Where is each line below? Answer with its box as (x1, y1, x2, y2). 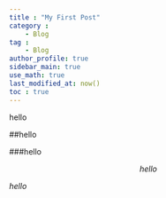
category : (9, 21, 49, 30)
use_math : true (9, 71, 65, 80)
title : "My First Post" (9, 12, 101, 22)
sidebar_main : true (9, 63, 81, 72)
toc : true (9, 87, 49, 96)
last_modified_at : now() (9, 79, 101, 88)
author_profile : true (9, 54, 89, 63)
